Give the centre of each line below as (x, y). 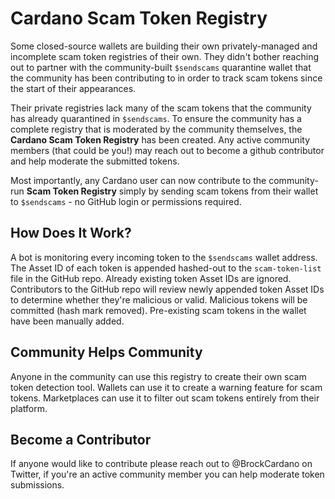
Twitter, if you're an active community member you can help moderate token (167, 474)
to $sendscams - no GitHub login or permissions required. (126, 201)
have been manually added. (67, 321)
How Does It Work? (71, 233)
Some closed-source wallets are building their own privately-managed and (164, 46)
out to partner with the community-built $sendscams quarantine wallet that (161, 67)
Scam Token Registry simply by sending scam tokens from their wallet (172, 191)
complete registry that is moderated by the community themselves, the (156, 129)
